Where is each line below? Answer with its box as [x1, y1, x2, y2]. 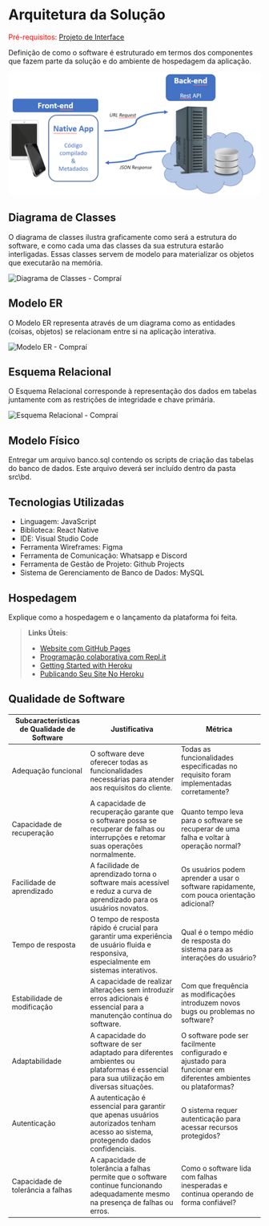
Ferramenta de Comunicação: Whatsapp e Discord [19, 551, 187, 561]
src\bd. [8, 472, 32, 482]
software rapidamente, [181, 882, 256, 891]
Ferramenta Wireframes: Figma [19, 542, 123, 552]
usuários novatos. [90, 903, 149, 912]
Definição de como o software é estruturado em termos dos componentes [8, 47, 254, 57]
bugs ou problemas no [181, 1006, 255, 1016]
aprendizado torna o [90, 869, 158, 879]
